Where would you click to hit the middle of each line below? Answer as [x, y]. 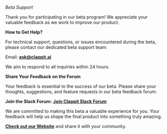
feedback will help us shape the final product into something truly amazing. [84, 116]
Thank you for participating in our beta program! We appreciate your [76, 17]
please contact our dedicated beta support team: [56, 47]
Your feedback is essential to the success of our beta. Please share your [81, 86]
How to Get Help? [24, 32]
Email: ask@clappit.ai [28, 57]
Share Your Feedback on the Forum [43, 77]
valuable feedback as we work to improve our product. [62, 22]
